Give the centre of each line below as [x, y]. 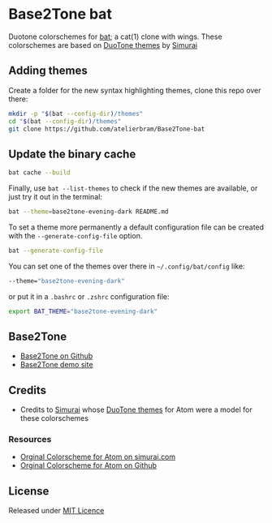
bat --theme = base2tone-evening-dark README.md [89, 212]
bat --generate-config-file [56, 251]
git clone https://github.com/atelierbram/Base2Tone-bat [107, 129]
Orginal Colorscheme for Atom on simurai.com [98, 457]
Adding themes [48, 71]
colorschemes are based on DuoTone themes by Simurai [103, 45]
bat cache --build [39, 173]
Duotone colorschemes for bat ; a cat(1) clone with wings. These [115, 36]
